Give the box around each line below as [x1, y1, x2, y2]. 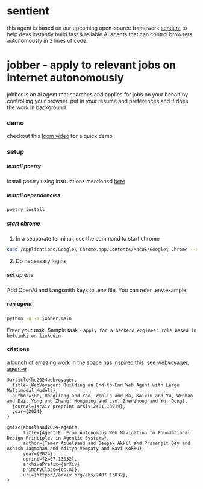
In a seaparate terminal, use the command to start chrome [15, 235, 160, 242]
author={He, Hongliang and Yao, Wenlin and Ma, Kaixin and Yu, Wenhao [12, 393, 193, 399]
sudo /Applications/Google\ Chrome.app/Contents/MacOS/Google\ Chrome [7, 246, 188, 253]
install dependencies [7, 191, 61, 198]
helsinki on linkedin [7, 333, 61, 339]
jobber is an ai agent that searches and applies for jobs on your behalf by [7, 90, 189, 98]
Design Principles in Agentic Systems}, [7, 435, 110, 441]
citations [7, 345, 30, 353]
